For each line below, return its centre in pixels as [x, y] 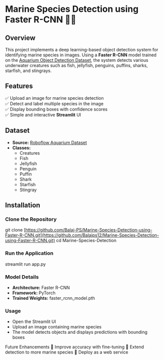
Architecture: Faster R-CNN [41, 287]
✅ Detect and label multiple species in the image [54, 103]
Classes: [21, 148]
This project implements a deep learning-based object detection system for [82, 50]
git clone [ [15, 230]
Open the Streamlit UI [34, 321]
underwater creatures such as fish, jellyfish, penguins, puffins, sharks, [77, 65]
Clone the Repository [31, 219]
